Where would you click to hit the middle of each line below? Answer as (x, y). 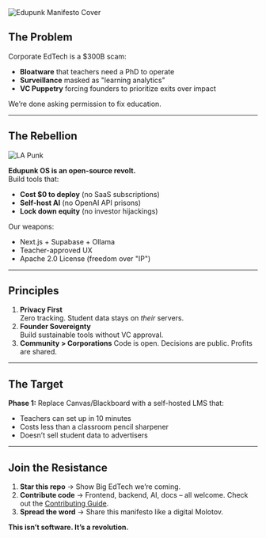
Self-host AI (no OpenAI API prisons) (80, 203)
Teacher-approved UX (56, 250)
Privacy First (41, 310)
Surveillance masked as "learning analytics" (92, 80)
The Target (36, 384)
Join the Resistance (58, 467)
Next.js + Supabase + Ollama (67, 241)
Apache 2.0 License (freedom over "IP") (85, 258)
